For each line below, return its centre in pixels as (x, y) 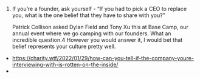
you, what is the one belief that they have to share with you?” (88, 15)
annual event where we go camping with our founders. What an (91, 33)
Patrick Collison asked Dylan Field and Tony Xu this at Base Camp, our (100, 27)
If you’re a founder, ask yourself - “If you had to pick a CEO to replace (99, 9)
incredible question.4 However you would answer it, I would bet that (97, 40)
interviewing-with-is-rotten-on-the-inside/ (65, 64)
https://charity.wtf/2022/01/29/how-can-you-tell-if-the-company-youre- (103, 58)
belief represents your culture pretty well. (64, 46)
